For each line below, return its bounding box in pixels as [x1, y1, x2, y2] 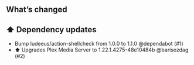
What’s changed [6, 5, 67, 15]
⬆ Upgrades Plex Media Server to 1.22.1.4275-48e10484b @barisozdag [14, 46, 189, 53]
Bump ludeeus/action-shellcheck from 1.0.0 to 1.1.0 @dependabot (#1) [14, 40, 183, 47]
